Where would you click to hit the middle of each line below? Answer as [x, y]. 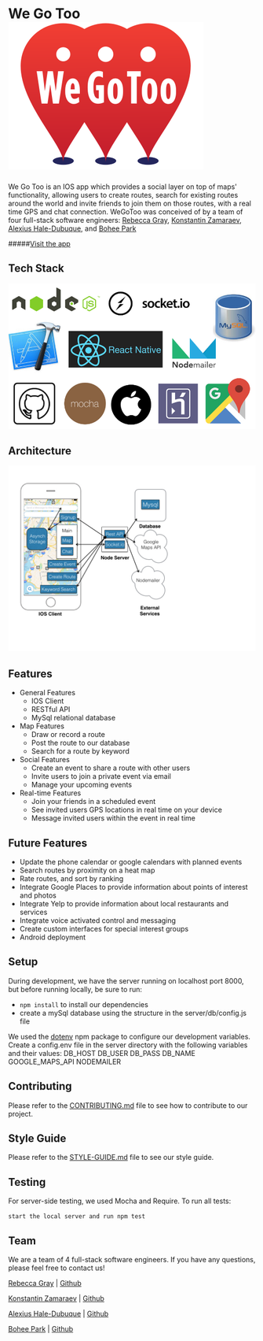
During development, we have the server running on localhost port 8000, [126, 980]
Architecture [40, 451]
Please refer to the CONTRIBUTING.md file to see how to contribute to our [128, 1105]
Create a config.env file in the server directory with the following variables [128, 1045]
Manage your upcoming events [81, 785]
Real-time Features [50, 793]
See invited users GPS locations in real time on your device [126, 810]
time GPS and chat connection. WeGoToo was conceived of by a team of [126, 211]
